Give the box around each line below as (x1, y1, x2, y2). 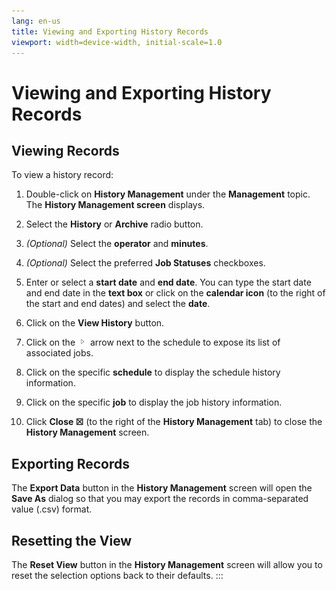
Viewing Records (11, 142, 120, 159)
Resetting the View (11, 532, 133, 549)
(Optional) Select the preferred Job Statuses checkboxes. (25, 257, 266, 269)
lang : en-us (11, 16, 61, 26)
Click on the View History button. (25, 317, 165, 329)
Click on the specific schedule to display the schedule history (25, 366, 281, 379)
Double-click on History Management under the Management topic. (25, 188, 311, 200)
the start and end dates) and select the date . (25, 298, 211, 310)
